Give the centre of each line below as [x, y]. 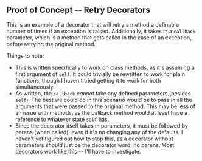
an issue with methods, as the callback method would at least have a [101, 112]
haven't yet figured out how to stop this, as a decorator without [94, 139]
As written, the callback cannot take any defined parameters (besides [103, 93]
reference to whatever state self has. [62, 119]
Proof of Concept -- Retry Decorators [78, 10]
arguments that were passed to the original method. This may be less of [105, 106]
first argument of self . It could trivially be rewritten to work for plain [100, 74]
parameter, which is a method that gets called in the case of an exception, [99, 37]
